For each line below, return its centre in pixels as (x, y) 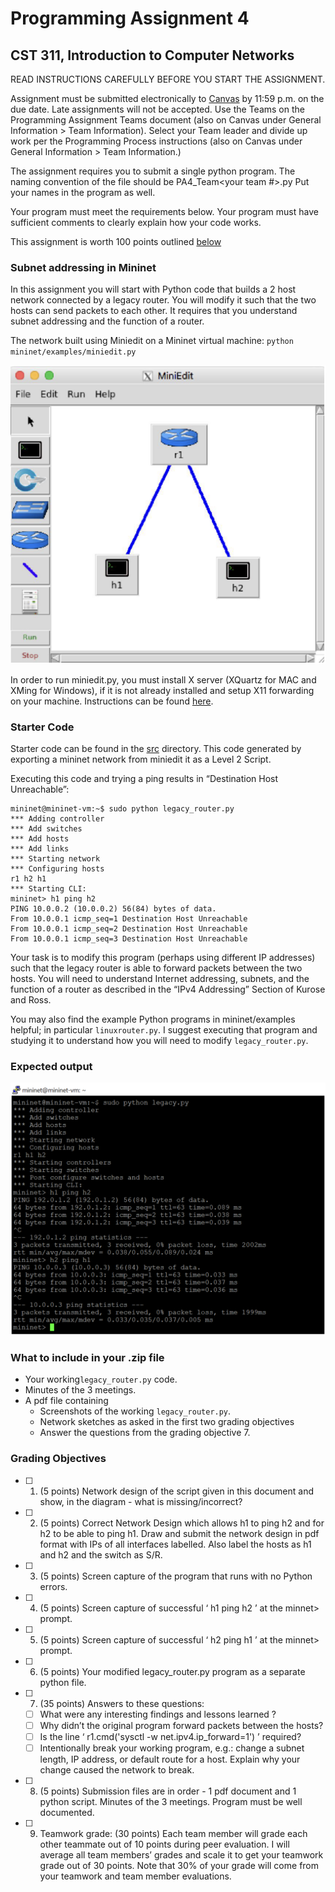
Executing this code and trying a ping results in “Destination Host (144, 779)
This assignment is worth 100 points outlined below (116, 241)
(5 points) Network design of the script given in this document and (176, 1491)
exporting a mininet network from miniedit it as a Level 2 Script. (141, 759)
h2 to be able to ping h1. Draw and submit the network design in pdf (179, 1533)
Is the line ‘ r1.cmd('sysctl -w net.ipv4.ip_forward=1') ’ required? (170, 1736)
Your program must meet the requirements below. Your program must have (164, 211)
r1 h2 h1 (28, 879)
